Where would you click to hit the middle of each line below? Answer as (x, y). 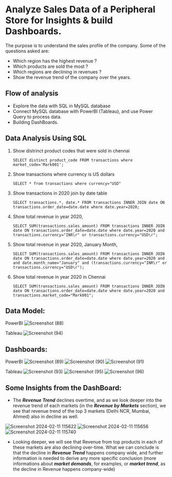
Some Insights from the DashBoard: (63, 388)
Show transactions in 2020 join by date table (60, 193)
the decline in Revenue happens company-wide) (64, 469)
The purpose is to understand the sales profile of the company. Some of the (85, 45)
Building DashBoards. (35, 122)
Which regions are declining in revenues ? (57, 72)
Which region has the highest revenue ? (55, 61)
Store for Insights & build (59, 20)
